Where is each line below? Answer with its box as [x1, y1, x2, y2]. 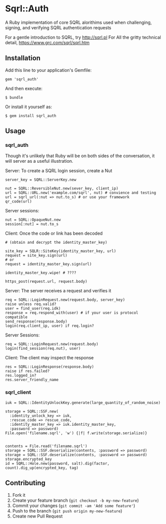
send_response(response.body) [5, 319, 68, 324]
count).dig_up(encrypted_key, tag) [5, 465, 79, 470]
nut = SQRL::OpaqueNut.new [5, 217, 61, 222]
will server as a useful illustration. [5, 158, 73, 164]
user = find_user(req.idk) [5, 306, 61, 311]
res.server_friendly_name [5, 378, 58, 383]
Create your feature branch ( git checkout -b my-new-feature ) [12, 497, 139, 503]
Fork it [12, 492, 26, 498]
